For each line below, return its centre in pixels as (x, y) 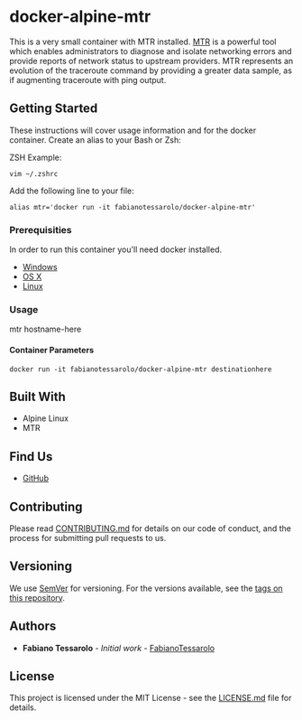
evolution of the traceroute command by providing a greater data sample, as (151, 70)
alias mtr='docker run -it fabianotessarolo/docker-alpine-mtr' (133, 207)
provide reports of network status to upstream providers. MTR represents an (151, 61)
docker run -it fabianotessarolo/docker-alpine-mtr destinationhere (141, 369)
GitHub (36, 478)
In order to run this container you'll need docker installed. (116, 249)
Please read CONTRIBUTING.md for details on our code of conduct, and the (150, 528)
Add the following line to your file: (72, 191)
